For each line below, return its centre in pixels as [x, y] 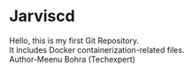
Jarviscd [42, 16]
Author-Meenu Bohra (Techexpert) [72, 59]
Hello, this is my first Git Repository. [74, 40]
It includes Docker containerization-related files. [97, 49]
